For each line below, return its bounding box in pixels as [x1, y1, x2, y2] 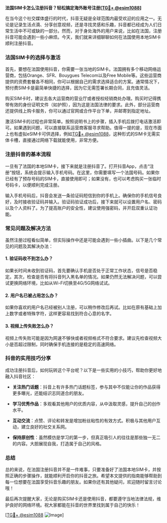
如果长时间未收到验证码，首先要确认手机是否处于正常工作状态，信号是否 [5, 267, 153, 273]
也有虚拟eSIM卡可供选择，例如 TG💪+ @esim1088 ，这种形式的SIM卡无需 [9, 131, 156, 137]
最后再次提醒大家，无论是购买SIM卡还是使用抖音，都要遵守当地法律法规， [5, 496, 157, 502]
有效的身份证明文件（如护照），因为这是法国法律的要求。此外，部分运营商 [9, 102, 160, 108]
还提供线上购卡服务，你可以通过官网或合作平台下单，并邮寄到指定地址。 [5, 108, 153, 114]
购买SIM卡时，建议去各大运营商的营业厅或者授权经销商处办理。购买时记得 [5, 96, 157, 102]
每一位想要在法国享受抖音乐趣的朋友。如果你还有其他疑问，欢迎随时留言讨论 [5, 479, 162, 485]
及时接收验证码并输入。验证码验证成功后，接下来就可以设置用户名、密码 [13, 199, 162, 205]
